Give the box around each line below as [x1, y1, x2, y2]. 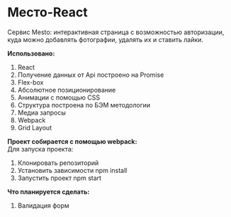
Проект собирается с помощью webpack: [7, 137, 137, 146]
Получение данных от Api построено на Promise [17, 70, 164, 79]
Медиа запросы [17, 108, 66, 117]
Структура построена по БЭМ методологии [17, 100, 151, 109]
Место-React [7, 4, 89, 21]
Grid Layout [17, 123, 52, 132]
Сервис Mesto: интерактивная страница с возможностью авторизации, [7, 28, 225, 36]
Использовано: [7, 49, 55, 58]
